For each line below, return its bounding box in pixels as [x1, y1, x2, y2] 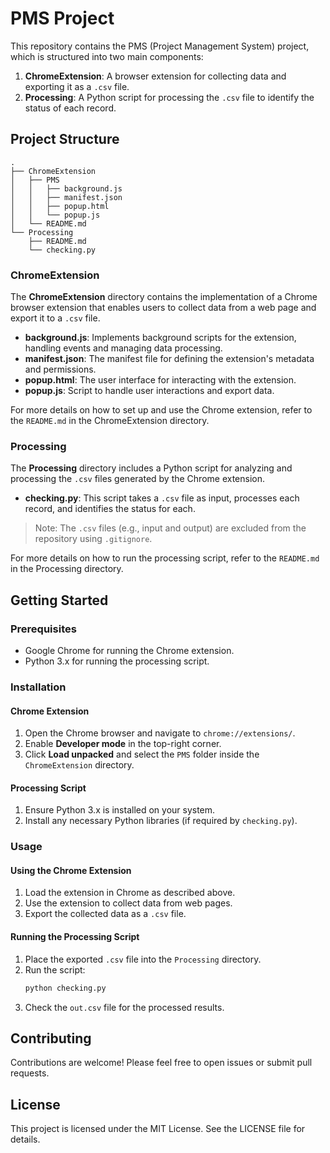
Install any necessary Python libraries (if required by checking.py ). [24, 815, 298, 827]
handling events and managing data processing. [24, 342, 223, 354]
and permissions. [24, 363, 97, 376]
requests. [10, 1067, 50, 1079]
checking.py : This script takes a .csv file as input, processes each [24, 492, 300, 504]
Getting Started [10, 592, 109, 609]
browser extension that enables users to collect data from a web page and [10, 302, 317, 314]
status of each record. [24, 102, 117, 114]
